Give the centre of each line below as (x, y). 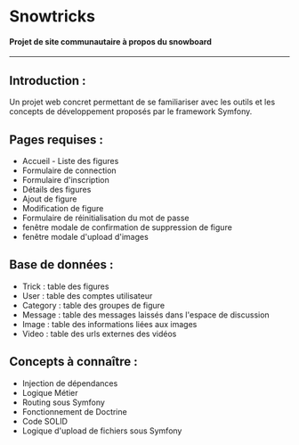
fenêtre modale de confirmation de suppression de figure (127, 227)
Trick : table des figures (65, 286)
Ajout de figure (49, 199)
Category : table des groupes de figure (93, 305)
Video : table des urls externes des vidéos (99, 334)
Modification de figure (63, 209)
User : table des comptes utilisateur (87, 295)
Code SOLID (45, 421)
